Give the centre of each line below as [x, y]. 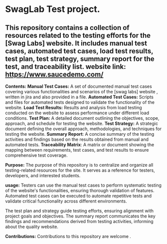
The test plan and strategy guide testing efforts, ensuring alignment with [79, 211]
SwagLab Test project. [53, 9]
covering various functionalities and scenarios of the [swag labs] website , [82, 92]
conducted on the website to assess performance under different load [77, 113]
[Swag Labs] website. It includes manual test [76, 43]
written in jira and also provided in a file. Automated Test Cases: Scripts [79, 97]
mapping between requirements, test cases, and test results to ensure [77, 150]
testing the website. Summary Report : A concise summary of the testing [80, 134]
